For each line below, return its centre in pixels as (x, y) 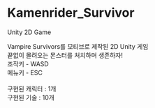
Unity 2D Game (29, 32)
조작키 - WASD (28, 63)
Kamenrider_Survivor (71, 13)
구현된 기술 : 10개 (31, 97)
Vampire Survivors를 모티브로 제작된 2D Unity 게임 (78, 46)
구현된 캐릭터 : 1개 (32, 88)
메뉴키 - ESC (25, 72)
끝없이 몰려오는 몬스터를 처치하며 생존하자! (65, 55)
